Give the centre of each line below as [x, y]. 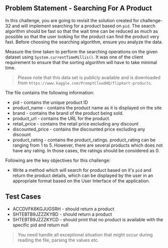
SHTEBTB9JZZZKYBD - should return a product [62, 214]
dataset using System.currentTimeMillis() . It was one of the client [74, 57]
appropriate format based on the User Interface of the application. [81, 180]
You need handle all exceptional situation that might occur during [85, 234]
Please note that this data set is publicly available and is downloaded [89, 77]
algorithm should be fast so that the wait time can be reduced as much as [82, 31]
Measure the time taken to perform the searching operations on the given [81, 51]
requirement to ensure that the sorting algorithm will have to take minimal [81, 62]
